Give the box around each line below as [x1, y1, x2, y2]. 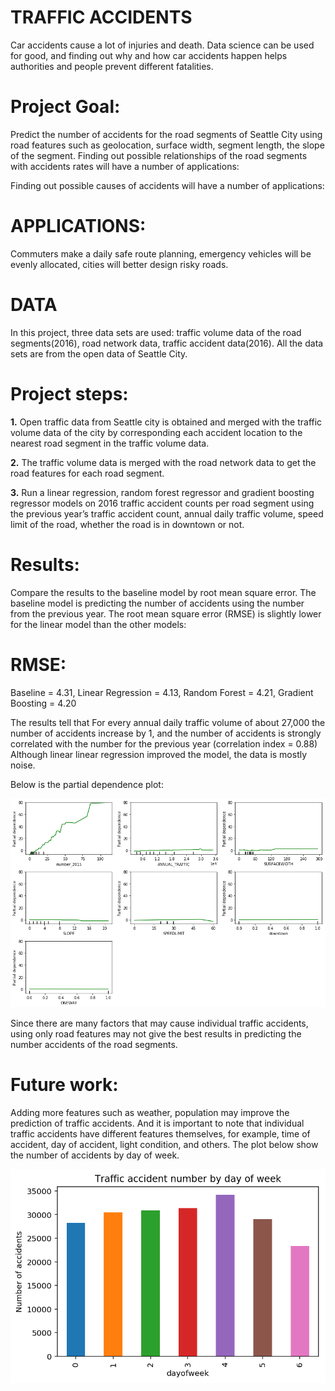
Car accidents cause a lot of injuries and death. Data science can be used [10, 39, 315, 51]
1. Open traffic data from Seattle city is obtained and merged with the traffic [10, 416, 323, 428]
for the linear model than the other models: [10, 618, 187, 630]
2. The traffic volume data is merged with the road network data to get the [10, 456, 317, 468]
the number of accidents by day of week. [10, 1149, 180, 1161]
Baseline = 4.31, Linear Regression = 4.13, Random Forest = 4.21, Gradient [10, 686, 314, 698]
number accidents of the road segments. [10, 1038, 178, 1050]
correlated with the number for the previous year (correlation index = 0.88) [10, 737, 318, 750]
